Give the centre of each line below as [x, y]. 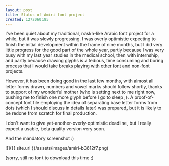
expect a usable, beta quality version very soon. [55, 129]
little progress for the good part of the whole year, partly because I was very [85, 50]
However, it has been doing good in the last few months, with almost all [79, 81]
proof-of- [144, 97]
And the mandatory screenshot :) [40, 138]
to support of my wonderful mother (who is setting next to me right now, [80, 92]
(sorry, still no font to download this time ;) [49, 158]
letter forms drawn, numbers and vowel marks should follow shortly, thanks [84, 87]
